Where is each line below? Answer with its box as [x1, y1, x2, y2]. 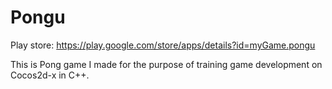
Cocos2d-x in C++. [10, 69, 90, 81]
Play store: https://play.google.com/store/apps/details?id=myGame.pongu [10, 39, 316, 51]
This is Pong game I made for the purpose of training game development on [10, 58, 323, 70]
